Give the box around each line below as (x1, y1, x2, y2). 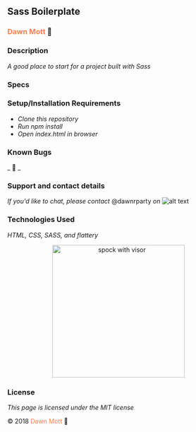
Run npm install (17, 122, 63, 130)
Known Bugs (7, 147, 52, 157)
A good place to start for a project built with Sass (7, 62, 151, 70)
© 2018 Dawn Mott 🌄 (7, 417, 68, 426)
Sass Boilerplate (7, 6, 80, 18)
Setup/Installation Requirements (7, 98, 121, 108)
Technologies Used (7, 215, 75, 225)
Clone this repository (17, 115, 79, 123)
